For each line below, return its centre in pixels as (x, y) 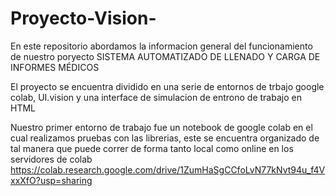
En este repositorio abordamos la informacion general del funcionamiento (161, 46)
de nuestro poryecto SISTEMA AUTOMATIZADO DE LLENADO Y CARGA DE (165, 56)
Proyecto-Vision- (83, 18)
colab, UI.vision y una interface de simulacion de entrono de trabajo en (156, 97)
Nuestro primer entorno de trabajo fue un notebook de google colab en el (161, 127)
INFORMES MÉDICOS (55, 67)
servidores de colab (51, 159)
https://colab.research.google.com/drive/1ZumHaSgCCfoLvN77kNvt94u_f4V (168, 169)
